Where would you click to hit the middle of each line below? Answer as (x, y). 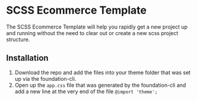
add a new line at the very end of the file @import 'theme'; (86, 91)
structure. (18, 39)
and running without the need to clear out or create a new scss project (92, 33)
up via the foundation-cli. (45, 78)
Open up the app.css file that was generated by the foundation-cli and (100, 85)
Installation (27, 58)
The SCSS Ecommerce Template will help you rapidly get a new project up (97, 27)
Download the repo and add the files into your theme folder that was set (103, 72)
